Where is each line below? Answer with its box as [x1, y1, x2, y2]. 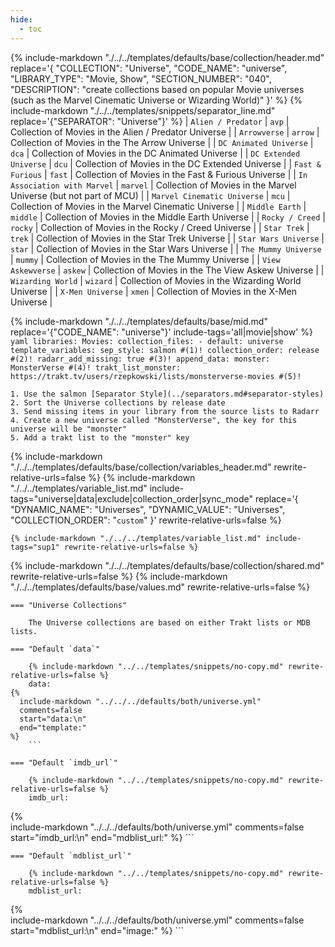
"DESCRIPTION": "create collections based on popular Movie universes [10, 83, 305, 95]
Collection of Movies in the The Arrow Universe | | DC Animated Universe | [10, 136, 314, 148]
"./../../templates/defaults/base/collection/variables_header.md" [10, 461, 272, 473]
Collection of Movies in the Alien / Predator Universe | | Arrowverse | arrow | [10, 126, 320, 138]
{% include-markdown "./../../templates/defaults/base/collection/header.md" [10, 51, 325, 63]
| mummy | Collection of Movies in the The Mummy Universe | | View [10, 253, 281, 265]
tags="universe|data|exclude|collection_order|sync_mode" [10, 492, 254, 505]
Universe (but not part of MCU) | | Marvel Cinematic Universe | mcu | [10, 189, 291, 201]
